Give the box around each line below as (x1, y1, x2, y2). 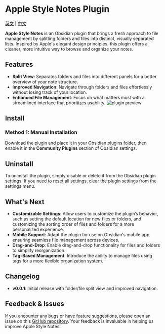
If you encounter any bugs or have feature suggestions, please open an (5, 313, 151, 319)
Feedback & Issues (5, 300, 64, 308)
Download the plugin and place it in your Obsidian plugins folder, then (5, 140, 147, 146)
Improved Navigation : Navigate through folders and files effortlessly (12, 84, 152, 90)
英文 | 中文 (5, 20, 27, 26)
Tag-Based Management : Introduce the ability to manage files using (12, 253, 152, 259)
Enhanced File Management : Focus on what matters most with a (12, 94, 145, 100)
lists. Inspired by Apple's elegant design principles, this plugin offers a (5, 41, 148, 46)
